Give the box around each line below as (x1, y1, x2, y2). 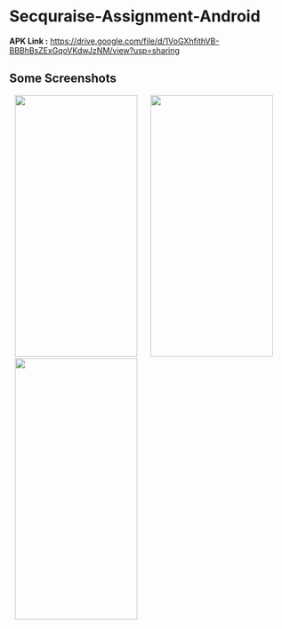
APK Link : (9, 36, 49, 46)
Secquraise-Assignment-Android (9, 6, 261, 27)
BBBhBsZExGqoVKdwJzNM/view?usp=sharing (9, 44, 181, 55)
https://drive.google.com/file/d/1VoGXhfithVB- (50, 36, 220, 46)
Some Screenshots (9, 71, 117, 86)
